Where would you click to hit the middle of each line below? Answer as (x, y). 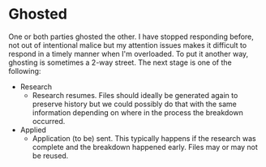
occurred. (49, 121)
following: (25, 71)
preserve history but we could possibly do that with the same (134, 104)
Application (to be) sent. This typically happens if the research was (144, 138)
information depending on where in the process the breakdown (137, 112)
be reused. (50, 156)
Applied (33, 130)
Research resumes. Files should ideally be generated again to (135, 95)
